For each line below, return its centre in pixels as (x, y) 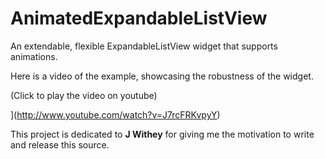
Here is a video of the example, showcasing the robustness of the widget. (162, 76)
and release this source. (60, 144)
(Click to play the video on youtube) (84, 95)
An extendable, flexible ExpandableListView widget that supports (144, 46)
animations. (34, 56)
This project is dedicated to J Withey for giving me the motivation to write (162, 134)
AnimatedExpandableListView (139, 18)
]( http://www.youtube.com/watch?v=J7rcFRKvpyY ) (115, 114)
